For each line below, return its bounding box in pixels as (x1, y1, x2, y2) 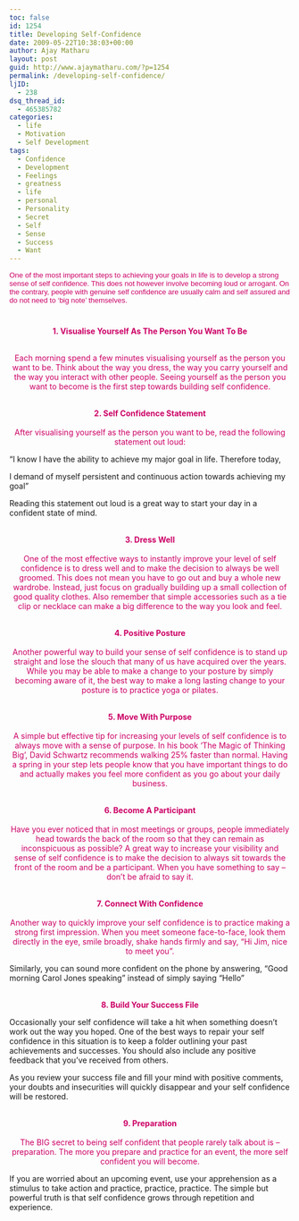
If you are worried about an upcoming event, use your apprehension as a (9, 1174, 278, 1184)
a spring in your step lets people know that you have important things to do (12, 759, 288, 770)
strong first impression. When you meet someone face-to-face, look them (14, 927, 286, 937)
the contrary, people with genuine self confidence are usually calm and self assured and (9, 287, 290, 297)
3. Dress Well (124, 534, 176, 546)
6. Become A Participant (104, 805, 196, 816)
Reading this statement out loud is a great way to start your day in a (9, 498, 258, 509)
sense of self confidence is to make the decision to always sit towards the (13, 852, 287, 863)
